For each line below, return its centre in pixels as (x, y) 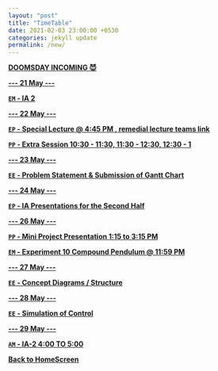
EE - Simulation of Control (51, 313)
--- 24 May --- (33, 190)
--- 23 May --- (33, 160)
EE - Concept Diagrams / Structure (65, 283)
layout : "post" (33, 15)
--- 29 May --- (33, 329)
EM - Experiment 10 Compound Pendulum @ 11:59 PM (97, 252)
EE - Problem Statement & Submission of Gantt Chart (96, 175)
